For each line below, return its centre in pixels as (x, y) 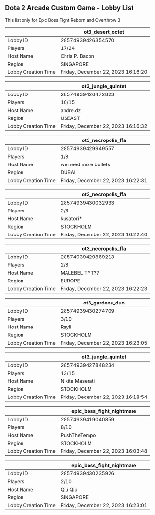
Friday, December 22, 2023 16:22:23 (104, 288)
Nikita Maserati (78, 381)
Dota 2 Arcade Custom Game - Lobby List (69, 8)
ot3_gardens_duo (104, 303)
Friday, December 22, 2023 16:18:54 (104, 397)
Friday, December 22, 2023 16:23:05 (104, 343)
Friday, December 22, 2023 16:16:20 (104, 72)
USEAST (70, 118)
